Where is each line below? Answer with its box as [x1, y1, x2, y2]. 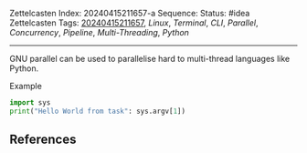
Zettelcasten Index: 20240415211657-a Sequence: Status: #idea [9, 8, 250, 18]
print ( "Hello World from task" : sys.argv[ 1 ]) [9, 107, 185, 116]
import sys [9, 98, 51, 107]
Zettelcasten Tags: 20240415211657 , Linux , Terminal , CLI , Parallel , [9, 17, 259, 28]
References [9, 132, 77, 148]
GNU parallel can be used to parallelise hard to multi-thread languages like [9, 54, 291, 64]
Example [9, 81, 43, 91]
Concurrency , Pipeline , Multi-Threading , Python [9, 27, 190, 37]
